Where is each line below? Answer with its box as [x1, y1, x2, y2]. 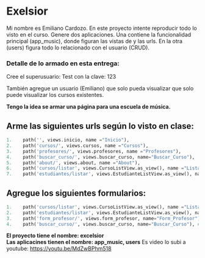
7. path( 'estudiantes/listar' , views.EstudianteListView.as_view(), [6, 171, 192, 177]
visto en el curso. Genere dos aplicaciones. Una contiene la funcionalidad [6, 30, 192, 38]
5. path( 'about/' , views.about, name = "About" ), [6, 160, 140, 166]
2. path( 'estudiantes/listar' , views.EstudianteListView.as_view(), [6, 209, 192, 216]
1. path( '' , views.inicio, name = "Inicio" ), [6, 137, 130, 143]
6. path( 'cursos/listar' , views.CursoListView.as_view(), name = [6, 165, 184, 171]
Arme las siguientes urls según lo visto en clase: [6, 121, 194, 131]
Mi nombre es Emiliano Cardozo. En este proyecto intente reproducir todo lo [6, 24, 197, 32]
